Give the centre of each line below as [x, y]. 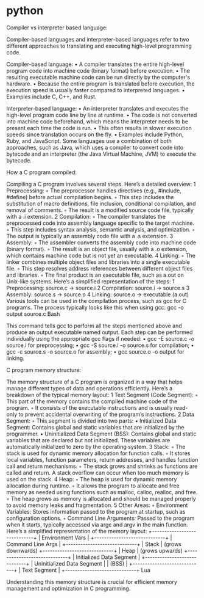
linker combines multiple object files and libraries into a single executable [98, 262]
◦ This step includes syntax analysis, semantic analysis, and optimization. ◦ [101, 229]
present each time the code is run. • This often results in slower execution [99, 128]
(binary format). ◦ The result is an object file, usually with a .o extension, [97, 249]
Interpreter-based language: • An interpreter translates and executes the [97, 108]
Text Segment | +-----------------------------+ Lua [86, 570]
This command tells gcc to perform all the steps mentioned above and [94, 326]
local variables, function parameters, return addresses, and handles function [102, 459]
